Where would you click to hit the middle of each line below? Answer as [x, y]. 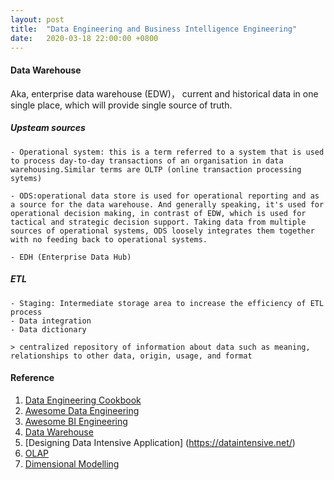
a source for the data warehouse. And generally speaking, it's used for [167, 204]
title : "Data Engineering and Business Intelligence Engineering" [154, 29]
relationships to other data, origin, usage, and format [131, 356]
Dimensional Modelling [72, 463]
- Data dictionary [48, 329]
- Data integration [51, 321]
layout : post [37, 19]
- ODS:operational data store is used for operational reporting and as [165, 196]
